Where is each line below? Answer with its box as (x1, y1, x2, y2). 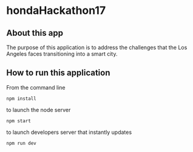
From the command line (6, 84, 66, 91)
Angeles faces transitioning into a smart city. (6, 50, 118, 58)
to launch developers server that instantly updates (6, 128, 132, 136)
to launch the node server (6, 106, 71, 113)
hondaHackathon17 (6, 4, 106, 18)
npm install (6, 95, 36, 102)
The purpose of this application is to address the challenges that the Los (6, 44, 188, 51)
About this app (6, 28, 64, 38)
